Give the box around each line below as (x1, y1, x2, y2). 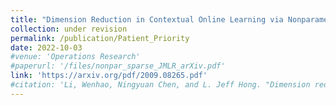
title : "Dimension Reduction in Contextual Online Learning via (10, 14, 284, 25)
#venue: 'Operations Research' (10, 52, 141, 62)
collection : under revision (10, 24, 128, 34)
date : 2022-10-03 (10, 42, 83, 53)
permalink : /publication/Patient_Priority (10, 33, 190, 43)
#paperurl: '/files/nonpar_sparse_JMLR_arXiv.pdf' (10, 61, 226, 71)
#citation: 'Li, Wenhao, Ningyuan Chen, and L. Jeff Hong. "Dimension (10, 80, 311, 90)
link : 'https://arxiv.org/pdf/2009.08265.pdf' (10, 71, 208, 81)
